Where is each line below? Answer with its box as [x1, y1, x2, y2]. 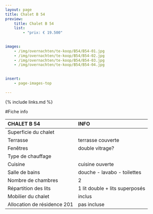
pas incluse [78, 201, 105, 208]
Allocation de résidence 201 [7, 201, 74, 208]
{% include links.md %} [5, 99, 53, 105]
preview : [5, 16, 23, 21]
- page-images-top [14, 81, 52, 86]
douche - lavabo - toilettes [78, 169, 142, 175]
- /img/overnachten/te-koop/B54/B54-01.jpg [14, 48, 105, 53]
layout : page [5, 7, 32, 12]
